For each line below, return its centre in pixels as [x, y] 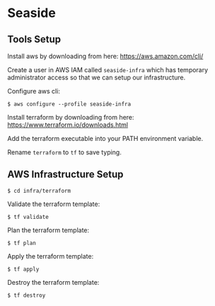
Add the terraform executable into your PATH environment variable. [105, 138]
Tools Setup [34, 39]
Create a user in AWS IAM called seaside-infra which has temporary [108, 70]
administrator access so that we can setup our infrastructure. [97, 77]
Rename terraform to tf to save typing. [64, 152]
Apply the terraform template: [51, 256]
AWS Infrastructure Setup [65, 175]
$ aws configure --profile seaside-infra [69, 104]
